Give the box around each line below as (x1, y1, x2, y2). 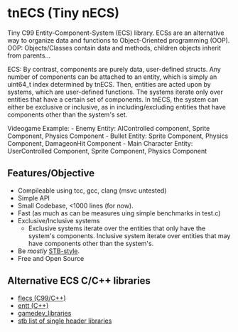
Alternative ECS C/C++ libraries (7, 275, 151, 287)
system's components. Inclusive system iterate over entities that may (28, 231, 231, 240)
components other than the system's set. (7, 110, 128, 119)
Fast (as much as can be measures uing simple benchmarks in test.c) (17, 208, 221, 218)
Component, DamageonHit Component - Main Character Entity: (7, 139, 193, 147)
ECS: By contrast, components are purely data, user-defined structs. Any (7, 65, 222, 73)
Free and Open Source (17, 254, 85, 262)
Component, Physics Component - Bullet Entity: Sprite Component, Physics (7, 132, 229, 140)
